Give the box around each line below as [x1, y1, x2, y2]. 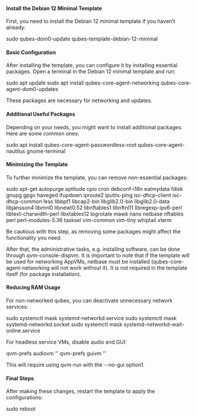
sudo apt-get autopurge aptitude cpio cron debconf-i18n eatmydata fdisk [6, 185, 183, 192]
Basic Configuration [6, 49, 56, 56]
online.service [6, 327, 41, 334]
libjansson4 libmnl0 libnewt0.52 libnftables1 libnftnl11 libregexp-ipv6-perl [6, 204, 182, 211]
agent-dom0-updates [6, 86, 59, 93]
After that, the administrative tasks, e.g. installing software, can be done [6, 246, 181, 253]
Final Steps [6, 375, 34, 382]
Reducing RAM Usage [6, 284, 61, 291]
